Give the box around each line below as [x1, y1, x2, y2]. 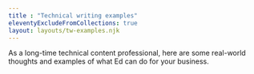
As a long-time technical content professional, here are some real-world [8, 49, 246, 58]
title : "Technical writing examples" [8, 11, 138, 20]
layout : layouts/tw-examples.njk [8, 26, 120, 34]
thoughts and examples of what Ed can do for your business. [8, 56, 210, 66]
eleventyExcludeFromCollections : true [8, 19, 138, 27]
